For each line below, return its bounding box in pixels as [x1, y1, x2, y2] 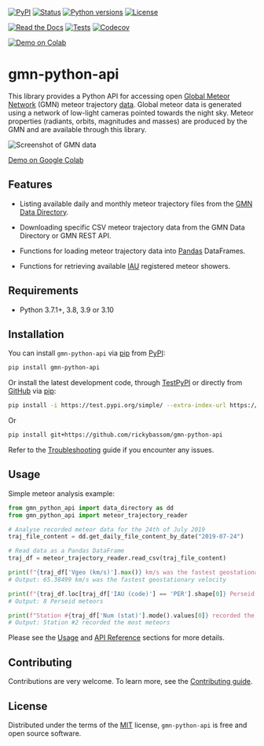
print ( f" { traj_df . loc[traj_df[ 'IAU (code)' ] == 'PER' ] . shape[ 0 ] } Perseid [8, 590, 255, 597]
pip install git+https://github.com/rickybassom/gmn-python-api [8, 431, 223, 439]
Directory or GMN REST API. [19, 230, 112, 240]
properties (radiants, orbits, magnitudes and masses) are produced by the [8, 116, 247, 126]
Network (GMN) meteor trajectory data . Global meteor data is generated [8, 99, 242, 109]
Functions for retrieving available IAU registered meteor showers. [19, 261, 230, 270]
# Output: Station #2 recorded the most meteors [8, 619, 170, 627]
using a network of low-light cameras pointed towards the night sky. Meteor [8, 108, 254, 117]
